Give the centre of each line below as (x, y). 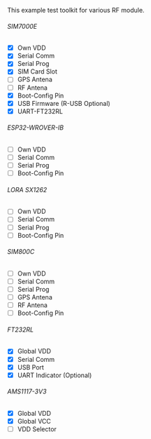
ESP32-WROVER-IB (36, 128)
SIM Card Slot (37, 72)
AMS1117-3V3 (27, 391)
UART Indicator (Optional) (55, 375)
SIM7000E (22, 26)
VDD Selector (37, 429)
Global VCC (34, 421)
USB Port (30, 367)
